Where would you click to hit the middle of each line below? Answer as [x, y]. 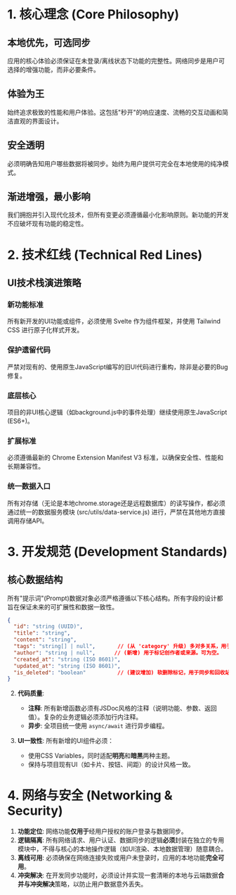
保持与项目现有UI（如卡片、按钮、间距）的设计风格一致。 [111, 765]
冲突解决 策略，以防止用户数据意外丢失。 [88, 884]
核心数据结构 [35, 580]
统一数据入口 [29, 486]
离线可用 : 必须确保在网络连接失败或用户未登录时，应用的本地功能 [111, 858]
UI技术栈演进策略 [45, 283]
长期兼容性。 [26, 466]
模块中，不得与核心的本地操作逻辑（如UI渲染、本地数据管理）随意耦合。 [122, 849]
